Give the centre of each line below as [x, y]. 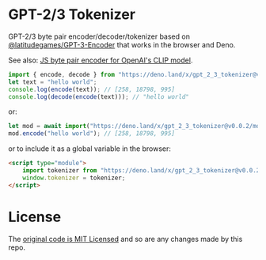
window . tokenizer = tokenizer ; [74, 178]
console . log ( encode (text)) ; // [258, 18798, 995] [92, 89]
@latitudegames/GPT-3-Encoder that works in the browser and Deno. [122, 44]
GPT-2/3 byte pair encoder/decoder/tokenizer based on [99, 36]
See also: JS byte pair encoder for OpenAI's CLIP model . [101, 60]
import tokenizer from [60, 171]
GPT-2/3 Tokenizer [72, 15]
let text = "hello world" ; [53, 82]
